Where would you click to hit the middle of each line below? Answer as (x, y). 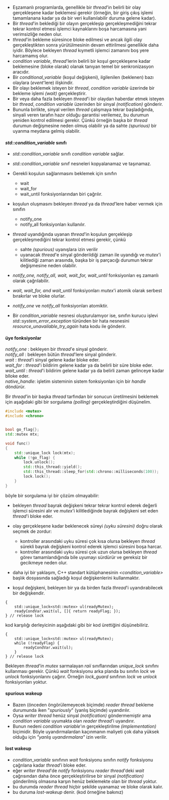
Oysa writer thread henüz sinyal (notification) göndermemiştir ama (82, 715)
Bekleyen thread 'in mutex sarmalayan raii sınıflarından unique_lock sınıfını (82, 666)
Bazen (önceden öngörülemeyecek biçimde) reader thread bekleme (83, 705)
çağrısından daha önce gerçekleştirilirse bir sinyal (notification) (78, 776)
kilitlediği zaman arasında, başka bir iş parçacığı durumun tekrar (86, 260)
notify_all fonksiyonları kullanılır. (53, 224)
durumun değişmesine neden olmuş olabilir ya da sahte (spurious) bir (84, 126)
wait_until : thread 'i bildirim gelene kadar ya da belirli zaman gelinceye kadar (85, 371)
